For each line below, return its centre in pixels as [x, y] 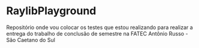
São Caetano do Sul [31, 40]
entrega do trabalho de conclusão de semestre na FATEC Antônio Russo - [97, 33]
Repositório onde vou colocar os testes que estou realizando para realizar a [99, 27]
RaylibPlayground [51, 11]
